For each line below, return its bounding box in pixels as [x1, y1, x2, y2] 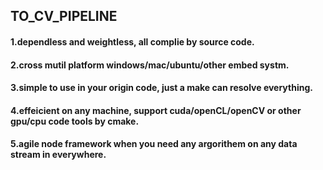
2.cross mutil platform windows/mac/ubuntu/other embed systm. [10, 59, 290, 71]
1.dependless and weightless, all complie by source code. [10, 35, 255, 48]
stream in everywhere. [10, 149, 107, 161]
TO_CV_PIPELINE [10, 8, 118, 25]
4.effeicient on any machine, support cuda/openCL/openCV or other [10, 104, 302, 116]
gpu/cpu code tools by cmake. [10, 115, 140, 127]
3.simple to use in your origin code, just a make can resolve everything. [10, 82, 313, 94]
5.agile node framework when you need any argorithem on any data [10, 138, 298, 150]
